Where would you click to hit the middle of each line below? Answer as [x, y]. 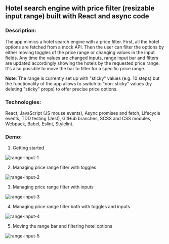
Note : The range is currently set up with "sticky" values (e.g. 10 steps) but [82, 78]
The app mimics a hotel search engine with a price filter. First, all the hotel [82, 41]
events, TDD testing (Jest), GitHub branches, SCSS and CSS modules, [78, 118]
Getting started [28, 148]
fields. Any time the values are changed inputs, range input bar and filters [82, 58]
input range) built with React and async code [77, 16]
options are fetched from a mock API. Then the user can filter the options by [85, 47]
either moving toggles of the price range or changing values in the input [80, 52]
